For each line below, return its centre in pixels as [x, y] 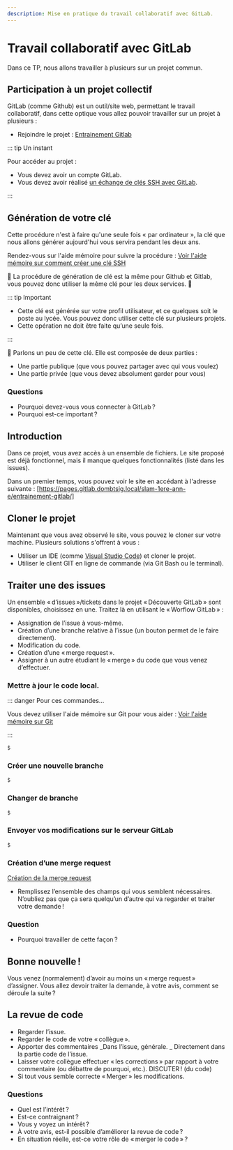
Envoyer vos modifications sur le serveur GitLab [90, 831]
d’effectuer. [34, 667]
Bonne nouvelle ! [44, 961]
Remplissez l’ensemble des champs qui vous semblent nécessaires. [115, 891]
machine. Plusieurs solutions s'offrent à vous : [74, 543]
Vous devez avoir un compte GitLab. [69, 175]
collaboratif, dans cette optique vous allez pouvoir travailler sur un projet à [114, 114]
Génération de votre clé [59, 218]
